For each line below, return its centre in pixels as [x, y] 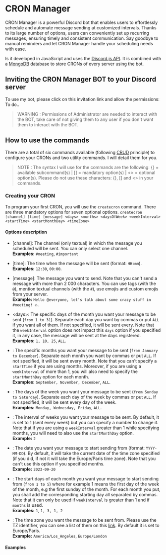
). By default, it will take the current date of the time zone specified [92, 454]
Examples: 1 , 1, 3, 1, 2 [37, 511]
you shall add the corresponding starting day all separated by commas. [85, 495]
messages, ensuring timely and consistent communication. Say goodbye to [82, 38]
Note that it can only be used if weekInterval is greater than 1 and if [81, 500]
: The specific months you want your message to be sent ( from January [85, 351]
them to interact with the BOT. [48, 124]
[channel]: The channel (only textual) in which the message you [77, 243]
